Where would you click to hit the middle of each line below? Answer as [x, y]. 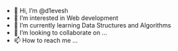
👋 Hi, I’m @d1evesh [41, 11]
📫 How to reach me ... [46, 40]
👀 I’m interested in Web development [66, 18]
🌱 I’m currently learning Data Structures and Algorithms [92, 25]
